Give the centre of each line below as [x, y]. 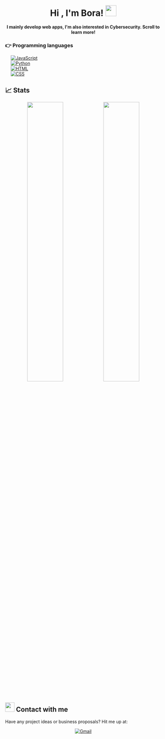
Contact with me [42, 709]
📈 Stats [18, 90]
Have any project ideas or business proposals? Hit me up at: [66, 722]
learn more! [83, 32]
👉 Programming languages [39, 45]
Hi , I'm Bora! [77, 13]
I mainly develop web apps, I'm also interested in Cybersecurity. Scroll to [83, 27]
